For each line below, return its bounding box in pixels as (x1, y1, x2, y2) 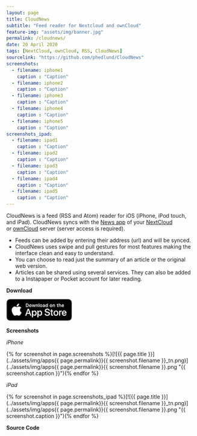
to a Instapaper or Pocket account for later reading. (14, 275, 143, 282)
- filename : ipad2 (11, 150, 58, 157)
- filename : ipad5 (11, 188, 58, 195)
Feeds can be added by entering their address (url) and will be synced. (14, 236, 192, 244)
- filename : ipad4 (11, 175, 58, 181)
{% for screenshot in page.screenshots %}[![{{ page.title (6, 351, 147, 357)
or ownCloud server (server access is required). (6, 225, 125, 232)
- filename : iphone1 (11, 67, 63, 73)
